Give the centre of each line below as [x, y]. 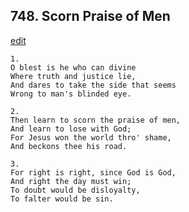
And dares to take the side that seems [93, 85]
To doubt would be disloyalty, [75, 190]
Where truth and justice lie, [73, 76]
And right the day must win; [71, 181]
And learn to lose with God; [71, 129]
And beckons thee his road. [69, 146]
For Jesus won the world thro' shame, [91, 137]
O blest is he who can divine [73, 67]
